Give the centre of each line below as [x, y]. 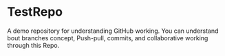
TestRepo [35, 12]
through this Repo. [33, 45]
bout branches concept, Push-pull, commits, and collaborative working [108, 38]
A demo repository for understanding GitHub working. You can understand [113, 31]
